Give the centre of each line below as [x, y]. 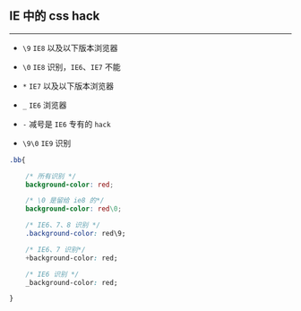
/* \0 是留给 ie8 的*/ [65, 201]
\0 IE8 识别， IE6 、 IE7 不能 [71, 66]
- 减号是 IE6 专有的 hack [66, 124]
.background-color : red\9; [76, 234]
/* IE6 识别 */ [52, 274]
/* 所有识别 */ [51, 176]
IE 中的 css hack [55, 16]
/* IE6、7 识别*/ [56, 249]
